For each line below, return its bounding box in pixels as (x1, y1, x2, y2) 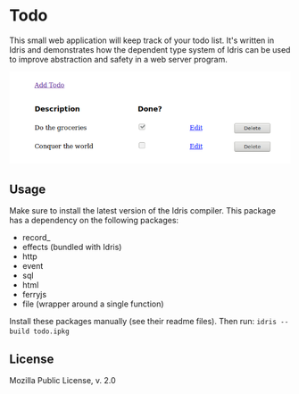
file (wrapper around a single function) (21, 298, 164, 309)
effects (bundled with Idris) (21, 242, 122, 253)
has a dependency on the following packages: (9, 215, 179, 226)
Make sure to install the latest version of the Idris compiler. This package (9, 205, 277, 216)
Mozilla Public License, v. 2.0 (9, 375, 116, 385)
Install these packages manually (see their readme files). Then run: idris (9, 316, 277, 327)
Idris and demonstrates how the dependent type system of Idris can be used (9, 44, 291, 54)
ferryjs (21, 289, 47, 300)
